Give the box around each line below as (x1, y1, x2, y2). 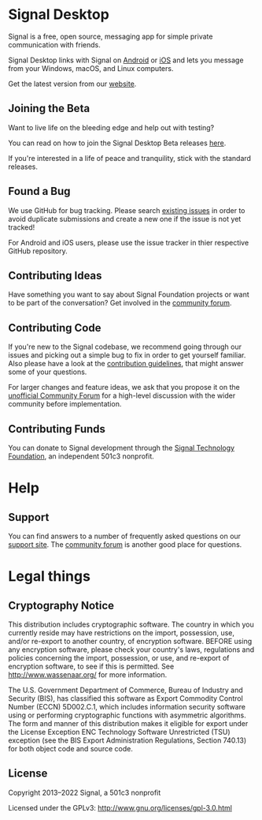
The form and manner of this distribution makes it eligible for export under (8, 719, 249, 728)
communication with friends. (8, 39, 101, 49)
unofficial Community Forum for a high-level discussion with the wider (8, 391, 236, 400)
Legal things (8, 567, 90, 586)
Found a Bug (8, 185, 71, 198)
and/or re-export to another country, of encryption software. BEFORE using (8, 637, 253, 646)
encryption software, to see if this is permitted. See (8, 661, 175, 671)
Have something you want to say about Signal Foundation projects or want (8, 290, 249, 299)
